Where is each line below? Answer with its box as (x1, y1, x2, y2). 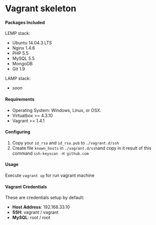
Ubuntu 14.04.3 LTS (12, 40, 52, 46)
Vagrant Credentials (5, 184, 48, 190)
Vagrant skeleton (5, 3, 77, 14)
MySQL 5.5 (12, 56, 35, 61)
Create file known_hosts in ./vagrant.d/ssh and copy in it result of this (12, 145, 152, 151)
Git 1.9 (12, 66, 26, 72)
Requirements (5, 96, 35, 102)
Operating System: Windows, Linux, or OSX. (12, 107, 102, 113)
